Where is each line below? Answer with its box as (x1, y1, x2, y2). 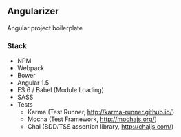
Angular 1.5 (17, 78, 50, 87)
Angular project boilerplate (7, 23, 83, 32)
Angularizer (7, 6, 59, 17)
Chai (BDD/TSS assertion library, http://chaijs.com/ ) (27, 123, 174, 131)
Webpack (17, 64, 45, 72)
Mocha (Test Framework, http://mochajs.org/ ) (27, 115, 157, 123)
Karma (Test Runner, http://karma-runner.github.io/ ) (27, 108, 174, 116)
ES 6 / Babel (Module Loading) (17, 86, 105, 94)
